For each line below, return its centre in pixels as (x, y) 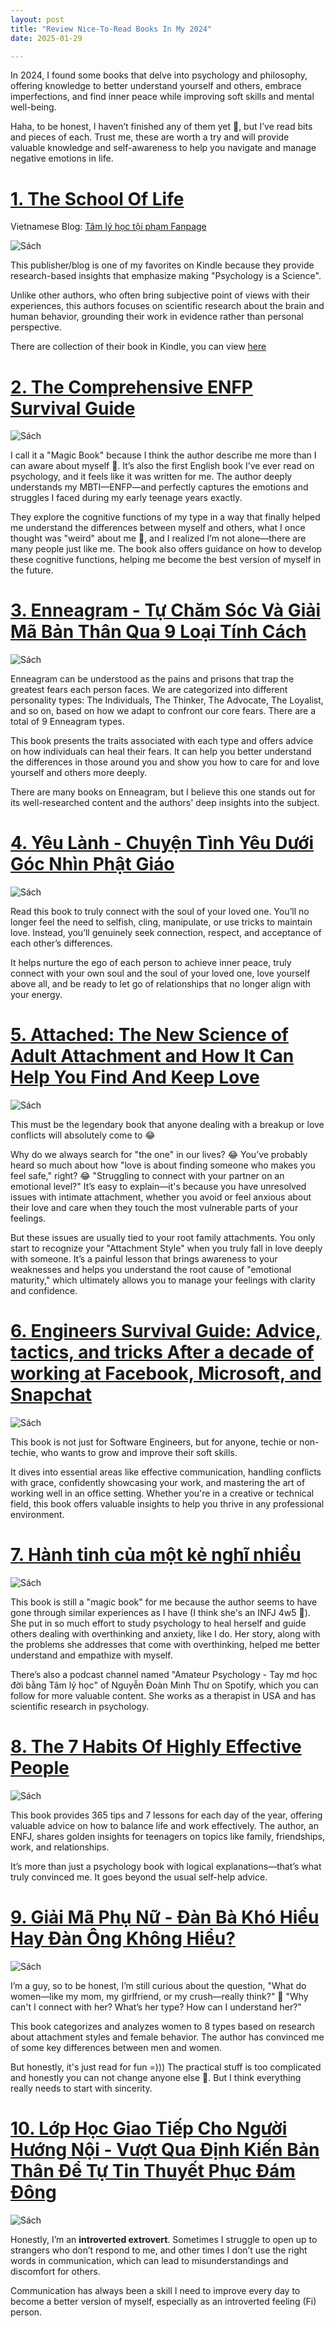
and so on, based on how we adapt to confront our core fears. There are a (163, 711)
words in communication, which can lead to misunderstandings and (149, 2260)
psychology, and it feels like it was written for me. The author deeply (151, 477)
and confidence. (44, 1291)
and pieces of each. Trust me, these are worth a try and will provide (150, 137)
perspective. (36, 327)
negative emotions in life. (62, 158)
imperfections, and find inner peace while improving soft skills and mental (162, 97)
